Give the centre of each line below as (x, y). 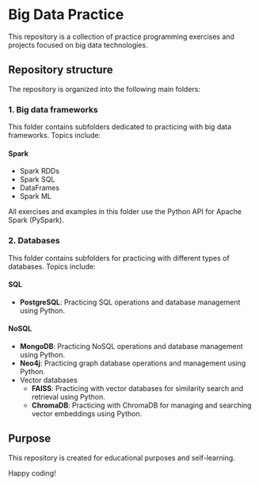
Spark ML (36, 197)
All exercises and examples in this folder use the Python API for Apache (125, 212)
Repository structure (61, 70)
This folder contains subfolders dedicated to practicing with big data (120, 127)
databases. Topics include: (52, 266)
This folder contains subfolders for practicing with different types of (119, 258)
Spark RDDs (40, 171)
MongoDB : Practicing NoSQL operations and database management (131, 346)
